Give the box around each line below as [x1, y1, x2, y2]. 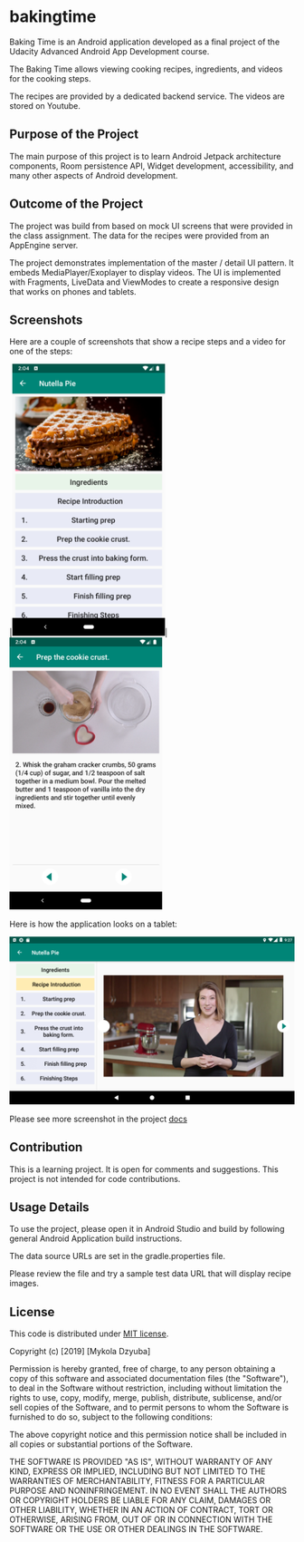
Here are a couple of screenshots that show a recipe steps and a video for [9, 336, 287, 347]
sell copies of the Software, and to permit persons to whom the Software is [9, 1402, 290, 1413]
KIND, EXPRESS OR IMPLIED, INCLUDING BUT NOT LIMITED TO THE [9, 1466, 266, 1477]
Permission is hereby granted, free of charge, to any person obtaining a [9, 1363, 276, 1374]
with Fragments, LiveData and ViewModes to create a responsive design [9, 276, 280, 287]
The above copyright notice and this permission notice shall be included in [9, 1430, 287, 1440]
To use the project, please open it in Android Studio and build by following [9, 1224, 285, 1235]
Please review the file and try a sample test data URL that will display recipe [9, 1268, 291, 1279]
